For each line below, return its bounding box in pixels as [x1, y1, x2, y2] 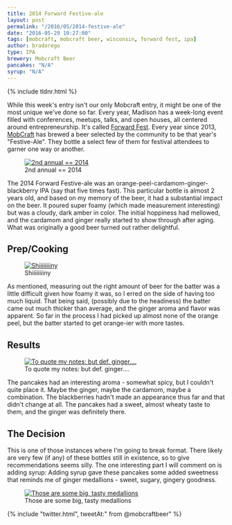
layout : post [7, 17, 45, 24]
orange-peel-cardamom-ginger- [116, 179, 209, 187]
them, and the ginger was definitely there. [7, 408, 127, 416]
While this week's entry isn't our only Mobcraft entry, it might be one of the [7, 100, 222, 109]
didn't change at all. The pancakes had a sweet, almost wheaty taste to [7, 400, 211, 409]
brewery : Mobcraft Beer [7, 55, 76, 62]
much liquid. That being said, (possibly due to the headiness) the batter [7, 297, 211, 305]
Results [7, 339, 41, 350]
